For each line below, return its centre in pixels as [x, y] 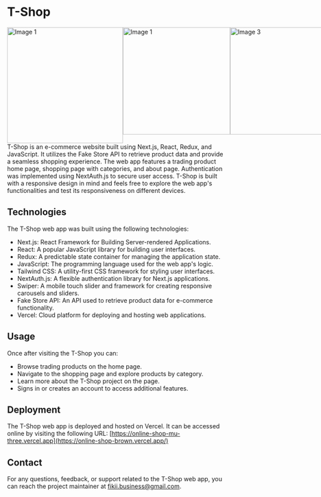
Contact [25, 462]
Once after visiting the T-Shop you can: [63, 353]
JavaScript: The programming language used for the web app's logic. [115, 264]
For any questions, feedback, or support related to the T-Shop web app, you [115, 479]
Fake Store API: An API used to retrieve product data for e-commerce [115, 300]
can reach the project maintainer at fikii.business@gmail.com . [94, 486]
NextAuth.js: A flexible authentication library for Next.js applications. [114, 278]
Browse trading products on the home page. [80, 366]
